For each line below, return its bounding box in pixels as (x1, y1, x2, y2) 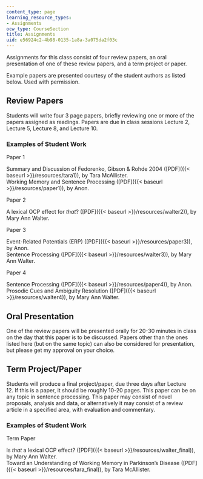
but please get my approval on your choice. (6, 346, 115, 354)
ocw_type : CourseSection (6, 25, 69, 32)
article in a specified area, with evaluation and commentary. (6, 406, 156, 413)
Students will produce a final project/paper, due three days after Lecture (6, 380, 187, 388)
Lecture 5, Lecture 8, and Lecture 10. (6, 125, 98, 132)
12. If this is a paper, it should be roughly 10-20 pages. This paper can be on (6, 386, 196, 394)
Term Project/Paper (6, 364, 82, 374)
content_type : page (6, 8, 56, 15)
